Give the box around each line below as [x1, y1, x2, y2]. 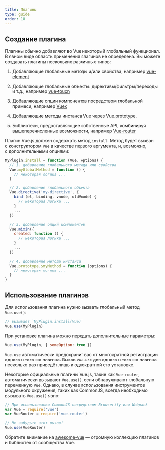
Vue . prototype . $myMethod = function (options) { [9, 263, 112, 269]
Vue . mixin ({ [9, 227, 35, 232]
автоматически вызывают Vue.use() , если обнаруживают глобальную [5, 376, 155, 383]
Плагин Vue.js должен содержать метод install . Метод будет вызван [5, 138, 154, 144]
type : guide [5, 12, 30, 17]
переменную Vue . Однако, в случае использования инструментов [5, 382, 145, 388]
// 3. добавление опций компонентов [9, 222, 85, 227]
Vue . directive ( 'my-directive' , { [9, 190, 79, 195]
